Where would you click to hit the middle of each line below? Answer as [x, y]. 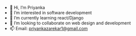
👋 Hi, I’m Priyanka [27, 8]
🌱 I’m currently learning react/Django [47, 18]
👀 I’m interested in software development [51, 13]
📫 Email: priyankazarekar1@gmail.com [49, 28]
